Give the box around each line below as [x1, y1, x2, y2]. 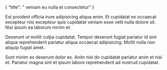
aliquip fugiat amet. [5, 45, 45, 50]
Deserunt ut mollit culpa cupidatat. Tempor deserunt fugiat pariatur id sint [5, 34, 157, 40]
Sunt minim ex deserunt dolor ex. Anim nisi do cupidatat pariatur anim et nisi [5, 54, 162, 60]
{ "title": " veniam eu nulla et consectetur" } [5, 4, 94, 10]
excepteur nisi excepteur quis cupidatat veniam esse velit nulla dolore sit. [5, 19, 156, 25]
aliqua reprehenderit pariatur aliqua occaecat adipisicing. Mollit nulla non [5, 39, 155, 45]
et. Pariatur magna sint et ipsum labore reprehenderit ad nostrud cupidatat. [5, 60, 160, 65]
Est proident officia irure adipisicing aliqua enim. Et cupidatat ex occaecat [5, 14, 156, 19]
